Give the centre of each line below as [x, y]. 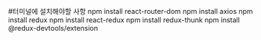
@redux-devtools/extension [53, 28]
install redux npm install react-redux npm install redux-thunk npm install [124, 20]
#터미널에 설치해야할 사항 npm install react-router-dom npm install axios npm [130, 11]
